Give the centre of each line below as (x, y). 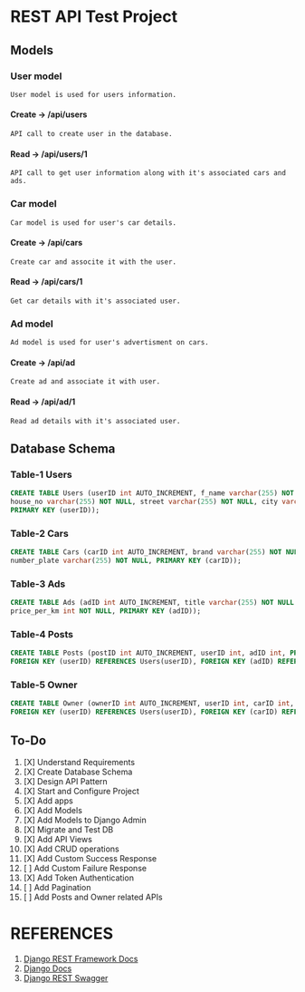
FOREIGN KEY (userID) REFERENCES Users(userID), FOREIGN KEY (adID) (142, 662)
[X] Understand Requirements (79, 762)
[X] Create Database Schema (78, 772)
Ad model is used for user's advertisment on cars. (110, 343)
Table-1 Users (41, 475)
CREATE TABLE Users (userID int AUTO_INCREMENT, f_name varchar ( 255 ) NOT (152, 493)
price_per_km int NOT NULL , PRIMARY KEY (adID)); (106, 611)
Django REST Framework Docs (81, 958)
